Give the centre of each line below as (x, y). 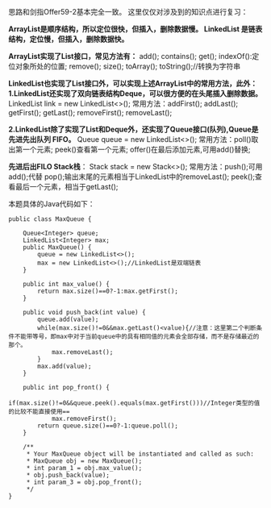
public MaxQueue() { (57, 248)
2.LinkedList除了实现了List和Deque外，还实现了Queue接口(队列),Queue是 (133, 129)
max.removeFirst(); (84, 418)
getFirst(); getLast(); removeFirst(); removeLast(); (90, 112)
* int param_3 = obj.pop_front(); (84, 482)
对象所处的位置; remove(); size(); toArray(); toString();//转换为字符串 (127, 66)
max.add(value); (65, 366)
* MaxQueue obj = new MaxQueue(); (84, 461)
